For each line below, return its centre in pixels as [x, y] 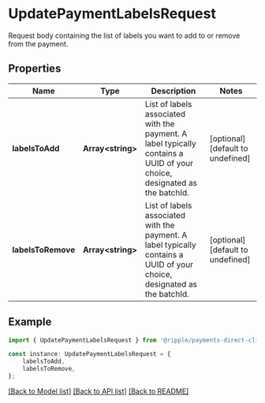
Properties [35, 69]
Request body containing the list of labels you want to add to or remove [124, 35]
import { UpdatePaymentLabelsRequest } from [82, 340]
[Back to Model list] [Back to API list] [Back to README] [99, 391]
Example [30, 322]
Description [174, 91]
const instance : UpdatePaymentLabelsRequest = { [90, 354]
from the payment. [38, 43]
